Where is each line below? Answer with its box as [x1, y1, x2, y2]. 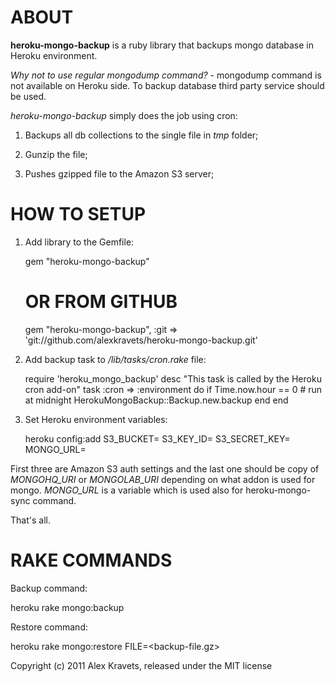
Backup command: [10, 582, 88, 594]
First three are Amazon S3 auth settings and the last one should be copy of [10, 462, 320, 475]
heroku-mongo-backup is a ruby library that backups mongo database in [10, 39, 314, 51]
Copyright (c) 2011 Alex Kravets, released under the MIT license [10, 659, 273, 671]
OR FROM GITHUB [24, 291, 178, 313]
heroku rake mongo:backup [10, 601, 125, 613]
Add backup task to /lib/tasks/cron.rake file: [24, 353, 207, 365]
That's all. [10, 514, 51, 526]
